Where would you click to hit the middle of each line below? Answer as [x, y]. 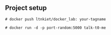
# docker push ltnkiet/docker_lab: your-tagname [55, 19]
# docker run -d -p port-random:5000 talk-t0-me [55, 28]
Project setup [26, 8]
